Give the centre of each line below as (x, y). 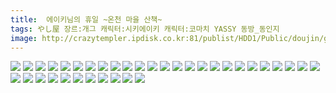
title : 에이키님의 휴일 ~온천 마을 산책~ (86, 19)
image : (24, 38)
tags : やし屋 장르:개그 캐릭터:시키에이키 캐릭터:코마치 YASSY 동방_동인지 (145, 29)
